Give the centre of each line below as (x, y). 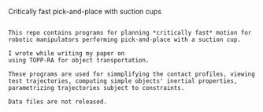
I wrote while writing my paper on (67, 54)
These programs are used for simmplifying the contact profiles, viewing (132, 74)
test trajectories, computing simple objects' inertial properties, (123, 81)
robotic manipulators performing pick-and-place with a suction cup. (125, 39)
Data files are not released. (58, 102)
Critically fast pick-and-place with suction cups (85, 11)
